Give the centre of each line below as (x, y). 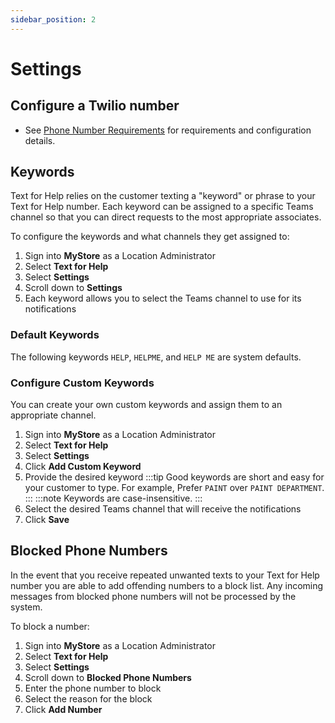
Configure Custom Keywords (82, 383)
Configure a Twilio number (95, 106)
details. (40, 140)
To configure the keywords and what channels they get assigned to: (150, 237)
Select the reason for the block (88, 698)
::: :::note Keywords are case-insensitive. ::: (113, 498)
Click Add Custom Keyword (83, 467)
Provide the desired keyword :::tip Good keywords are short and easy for (174, 477)
